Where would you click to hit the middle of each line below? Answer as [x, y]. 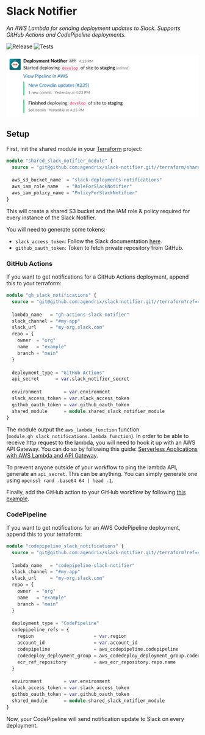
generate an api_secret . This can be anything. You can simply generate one [102, 474]
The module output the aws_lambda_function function [73, 430]
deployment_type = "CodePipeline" [56, 623]
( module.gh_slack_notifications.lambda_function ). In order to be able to [98, 436]
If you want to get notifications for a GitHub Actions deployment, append [98, 277]
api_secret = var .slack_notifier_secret [71, 379]
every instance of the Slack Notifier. [51, 218]
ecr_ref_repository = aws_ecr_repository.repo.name [96, 662]
